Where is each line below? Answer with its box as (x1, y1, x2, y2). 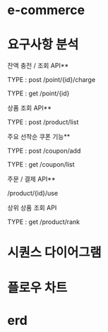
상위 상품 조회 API (7, 203, 57, 212)
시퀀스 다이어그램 (7, 244, 102, 261)
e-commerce (7, 2, 85, 18)
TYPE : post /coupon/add (7, 147, 81, 155)
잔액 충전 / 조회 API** (7, 61, 69, 70)
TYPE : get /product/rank (7, 218, 80, 226)
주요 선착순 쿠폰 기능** (7, 133, 71, 141)
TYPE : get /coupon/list (7, 160, 76, 169)
